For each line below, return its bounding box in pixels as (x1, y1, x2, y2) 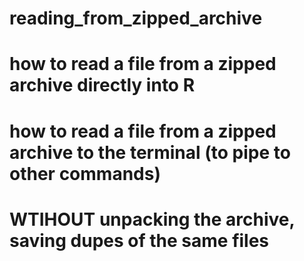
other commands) (9, 162, 161, 185)
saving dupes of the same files (9, 229, 270, 252)
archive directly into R (9, 74, 196, 97)
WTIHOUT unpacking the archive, (9, 208, 295, 231)
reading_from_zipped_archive (9, 7, 263, 30)
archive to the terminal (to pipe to (9, 141, 291, 164)
